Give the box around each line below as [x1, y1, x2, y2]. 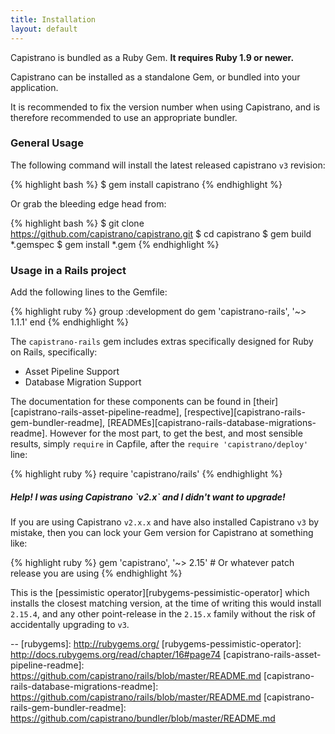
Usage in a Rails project [10, 263, 127, 277]
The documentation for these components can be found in [10, 396, 252, 408]
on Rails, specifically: [10, 346, 98, 358]
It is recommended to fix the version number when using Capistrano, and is [10, 101, 321, 113]
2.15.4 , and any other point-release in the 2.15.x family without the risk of [10, 608, 316, 620]
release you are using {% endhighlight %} [10, 567, 183, 580]
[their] [253, 396, 279, 408]
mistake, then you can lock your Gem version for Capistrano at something [10, 527, 314, 539]
